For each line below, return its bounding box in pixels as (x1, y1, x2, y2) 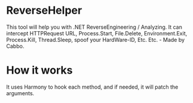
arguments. (6, 89, 35, 96)
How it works (6, 63, 73, 77)
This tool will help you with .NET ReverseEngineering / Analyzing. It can (6, 23, 183, 31)
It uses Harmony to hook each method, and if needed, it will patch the (6, 83, 179, 90)
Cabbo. (6, 43, 25, 50)
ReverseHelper (6, 4, 82, 17)
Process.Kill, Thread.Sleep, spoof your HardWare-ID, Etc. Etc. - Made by (6, 36, 185, 43)
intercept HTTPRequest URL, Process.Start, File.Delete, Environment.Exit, (6, 29, 188, 37)
